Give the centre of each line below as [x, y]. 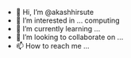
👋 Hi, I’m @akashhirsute [54, 12]
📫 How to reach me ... [52, 46]
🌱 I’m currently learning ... [58, 29]
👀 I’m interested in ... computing [68, 20]
